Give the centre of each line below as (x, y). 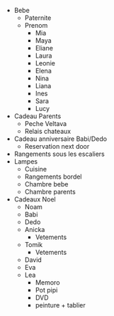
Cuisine (36, 169)
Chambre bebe (46, 184)
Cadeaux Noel (35, 199)
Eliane (44, 48)
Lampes (25, 162)
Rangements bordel (53, 177)
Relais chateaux (48, 131)
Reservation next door (57, 146)
